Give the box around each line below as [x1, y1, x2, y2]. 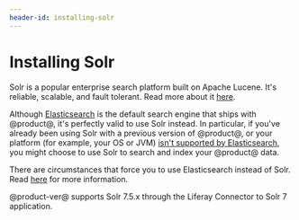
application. [9, 200, 53, 211]
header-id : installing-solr [9, 13, 115, 22]
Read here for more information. [9, 173, 129, 184]
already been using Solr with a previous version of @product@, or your [9, 128, 273, 138]
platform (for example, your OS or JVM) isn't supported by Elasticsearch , [9, 136, 280, 148]
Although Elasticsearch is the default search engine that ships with [9, 109, 257, 119]
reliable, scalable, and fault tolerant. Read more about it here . [9, 91, 236, 101]
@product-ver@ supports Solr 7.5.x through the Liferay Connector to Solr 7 [9, 190, 287, 202]
